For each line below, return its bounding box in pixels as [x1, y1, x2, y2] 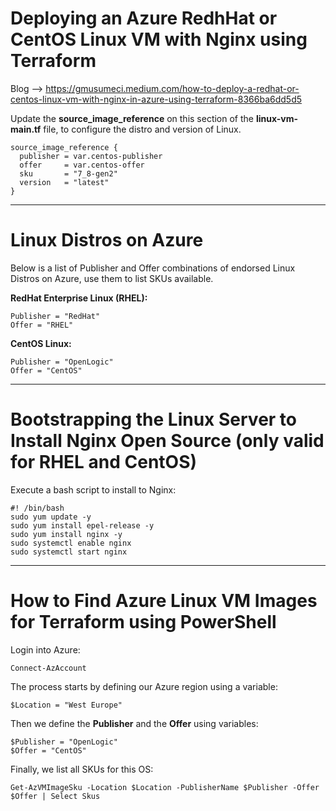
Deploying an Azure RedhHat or [10, 7, 278, 30]
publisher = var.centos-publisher [19, 151, 163, 161]
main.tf [10, 123, 42, 135]
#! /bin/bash [10, 503, 65, 513]
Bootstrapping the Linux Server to [10, 408, 297, 431]
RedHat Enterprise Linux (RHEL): [10, 292, 148, 304]
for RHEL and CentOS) [10, 451, 198, 474]
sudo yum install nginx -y [10, 529, 123, 539]
